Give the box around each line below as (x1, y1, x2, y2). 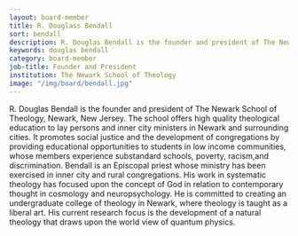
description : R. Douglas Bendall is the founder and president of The (9, 37, 276, 47)
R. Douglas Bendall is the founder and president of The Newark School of (9, 103, 278, 114)
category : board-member (9, 54, 98, 63)
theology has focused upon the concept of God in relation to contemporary (9, 178, 284, 189)
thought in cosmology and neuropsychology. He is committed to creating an (9, 188, 286, 199)
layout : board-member (9, 12, 90, 22)
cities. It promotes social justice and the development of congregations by (9, 131, 280, 142)
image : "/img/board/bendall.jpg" (9, 79, 133, 88)
